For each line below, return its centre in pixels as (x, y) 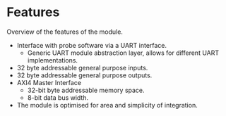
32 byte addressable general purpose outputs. (84, 75)
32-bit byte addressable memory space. (86, 90)
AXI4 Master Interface (49, 82)
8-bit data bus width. (58, 97)
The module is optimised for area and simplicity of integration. (107, 105)
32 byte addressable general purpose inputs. (82, 67)
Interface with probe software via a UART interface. (92, 45)
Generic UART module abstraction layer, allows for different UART (123, 53)
